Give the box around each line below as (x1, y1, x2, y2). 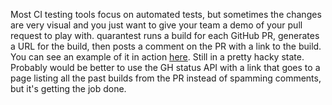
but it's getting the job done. (10, 83, 127, 94)
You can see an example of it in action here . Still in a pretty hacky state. (10, 51, 305, 63)
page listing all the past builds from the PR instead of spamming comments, (10, 72, 322, 84)
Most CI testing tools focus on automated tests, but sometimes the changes (10, 9, 322, 20)
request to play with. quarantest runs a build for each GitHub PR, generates (10, 30, 320, 41)
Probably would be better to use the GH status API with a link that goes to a (10, 62, 321, 73)
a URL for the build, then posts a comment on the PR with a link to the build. (10, 40, 322, 52)
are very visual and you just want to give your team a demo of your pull (10, 19, 303, 31)
